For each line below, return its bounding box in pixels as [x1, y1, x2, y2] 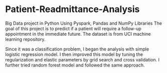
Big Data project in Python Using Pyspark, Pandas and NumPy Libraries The [5, 20, 162, 26]
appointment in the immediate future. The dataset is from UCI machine [5, 31, 151, 37]
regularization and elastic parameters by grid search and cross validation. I [5, 56, 159, 62]
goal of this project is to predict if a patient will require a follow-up [5, 25, 141, 31]
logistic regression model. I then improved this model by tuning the [5, 51, 143, 57]
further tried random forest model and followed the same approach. [5, 62, 145, 68]
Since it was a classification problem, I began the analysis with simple [5, 46, 149, 52]
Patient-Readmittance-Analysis [5, 4, 140, 15]
